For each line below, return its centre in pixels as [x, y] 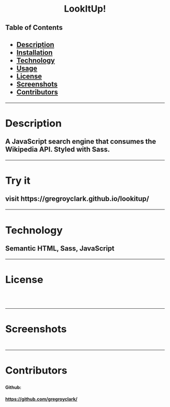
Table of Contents [34, 28]
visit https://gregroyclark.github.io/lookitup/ [77, 199]
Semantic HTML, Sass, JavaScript [60, 248]
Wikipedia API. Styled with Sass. [58, 150]
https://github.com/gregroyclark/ [41, 399]
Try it [18, 181]
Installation [35, 52]
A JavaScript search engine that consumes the [81, 141]
